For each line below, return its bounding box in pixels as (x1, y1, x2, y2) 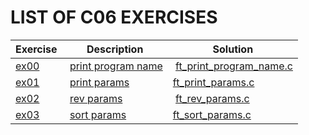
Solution (212, 42, 254, 56)
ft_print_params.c (172, 75, 255, 89)
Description (86, 42, 144, 56)
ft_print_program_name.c (175, 59, 293, 73)
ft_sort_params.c (172, 107, 252, 121)
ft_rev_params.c (175, 91, 250, 105)
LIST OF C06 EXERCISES (10, 6, 218, 29)
